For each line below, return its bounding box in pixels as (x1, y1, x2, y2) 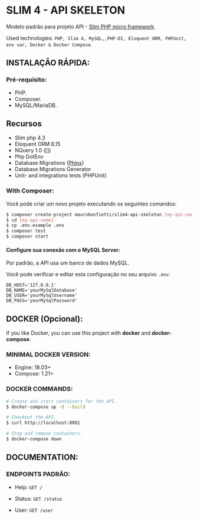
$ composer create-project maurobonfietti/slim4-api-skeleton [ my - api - (6, 211, 186, 217)
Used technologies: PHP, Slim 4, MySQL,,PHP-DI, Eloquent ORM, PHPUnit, (6, 34, 187, 41)
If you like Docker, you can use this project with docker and (6, 329, 151, 337)
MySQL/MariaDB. (14, 102, 57, 109)
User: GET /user (14, 506, 54, 514)
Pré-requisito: (6, 76, 47, 84)
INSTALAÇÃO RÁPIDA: (6, 58, 90, 68)
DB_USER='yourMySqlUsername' (6, 293, 78, 299)
